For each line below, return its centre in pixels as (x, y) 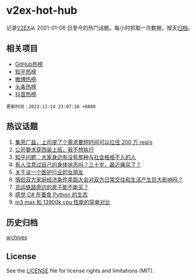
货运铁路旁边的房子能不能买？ (52, 187)
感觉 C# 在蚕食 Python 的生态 (51, 194)
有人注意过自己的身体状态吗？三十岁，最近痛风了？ (78, 164)
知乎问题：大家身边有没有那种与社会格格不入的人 (75, 157)
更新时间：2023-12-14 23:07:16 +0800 (51, 106)
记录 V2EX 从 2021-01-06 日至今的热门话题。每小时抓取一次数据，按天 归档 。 (100, 28)
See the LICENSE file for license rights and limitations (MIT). (80, 271)
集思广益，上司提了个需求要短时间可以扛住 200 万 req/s (84, 142)
